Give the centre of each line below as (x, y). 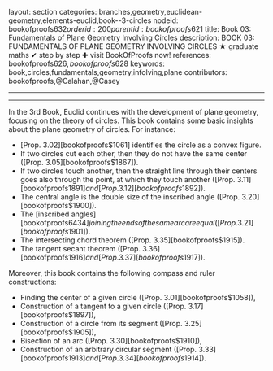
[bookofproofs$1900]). (58, 205)
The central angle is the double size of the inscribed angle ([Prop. (130, 197)
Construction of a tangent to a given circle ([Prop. (103, 306)
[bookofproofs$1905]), (58, 332)
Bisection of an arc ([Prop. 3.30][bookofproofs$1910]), (111, 340)
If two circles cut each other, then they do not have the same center (134, 153)
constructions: (32, 282)
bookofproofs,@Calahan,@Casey (64, 81)
